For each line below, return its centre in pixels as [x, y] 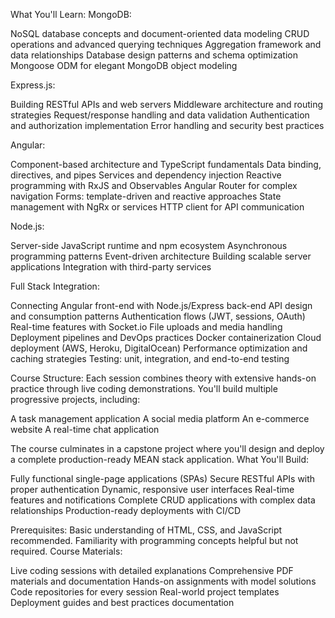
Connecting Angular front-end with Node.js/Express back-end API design [161, 305]
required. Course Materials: [66, 551]
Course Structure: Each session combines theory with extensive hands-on [163, 378]
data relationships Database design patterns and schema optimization [154, 55]
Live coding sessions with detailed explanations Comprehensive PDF [152, 570]
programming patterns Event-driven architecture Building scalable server [161, 256]
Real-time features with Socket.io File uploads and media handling [146, 327]
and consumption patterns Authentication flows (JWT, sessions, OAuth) [158, 316]
